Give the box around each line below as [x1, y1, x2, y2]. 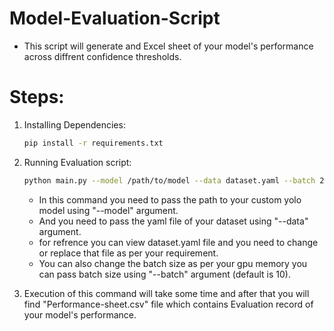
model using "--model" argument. [38, 204, 179, 216]
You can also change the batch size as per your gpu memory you [38, 257, 308, 269]
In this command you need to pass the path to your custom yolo [38, 193, 302, 206]
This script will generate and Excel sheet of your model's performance [23, 40, 314, 52]
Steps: [9, 86, 65, 109]
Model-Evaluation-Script [9, 7, 221, 30]
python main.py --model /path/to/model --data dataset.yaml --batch [23, 175, 316, 186]
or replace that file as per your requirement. [38, 247, 219, 259]
